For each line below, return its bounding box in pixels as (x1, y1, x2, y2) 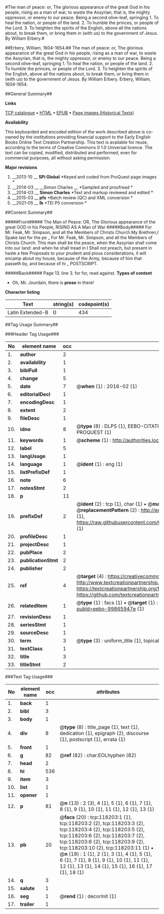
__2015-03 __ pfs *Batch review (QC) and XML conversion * (12, 195, 133, 201)
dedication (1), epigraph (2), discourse (60, 730, 149, 736)
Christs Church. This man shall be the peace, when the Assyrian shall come (5, 240, 157, 246)
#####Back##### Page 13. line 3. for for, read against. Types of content (5, 270, 152, 276)
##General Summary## (5, 91, 52, 97)
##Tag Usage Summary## (5, 322, 59, 328)
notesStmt (20, 485, 45, 491)
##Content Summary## (5, 209, 53, 215)
